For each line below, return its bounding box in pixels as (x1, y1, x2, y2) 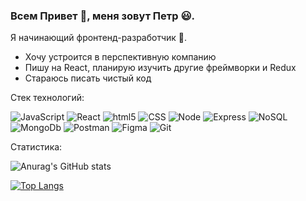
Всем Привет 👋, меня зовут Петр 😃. (10, 9, 196, 23)
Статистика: (10, 141, 63, 153)
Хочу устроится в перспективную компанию (24, 51, 217, 63)
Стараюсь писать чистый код (24, 72, 152, 84)
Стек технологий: (10, 92, 85, 104)
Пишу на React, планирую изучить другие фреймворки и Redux (24, 62, 297, 74)
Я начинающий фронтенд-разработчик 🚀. (10, 32, 188, 44)
